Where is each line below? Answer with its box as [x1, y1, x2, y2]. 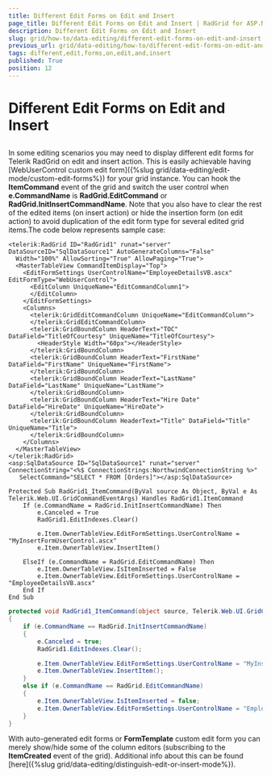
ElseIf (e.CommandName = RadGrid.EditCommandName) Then [23, 558, 215, 567]
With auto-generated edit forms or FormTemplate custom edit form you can [8, 734, 261, 744]
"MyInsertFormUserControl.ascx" [8, 537, 117, 545]
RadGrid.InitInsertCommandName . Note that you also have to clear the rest [8, 199, 262, 210]
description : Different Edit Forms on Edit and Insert [8, 27, 197, 35]
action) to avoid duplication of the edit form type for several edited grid [8, 217, 244, 226]
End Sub [8, 593, 35, 601]
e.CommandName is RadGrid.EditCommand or [8, 191, 168, 201]
